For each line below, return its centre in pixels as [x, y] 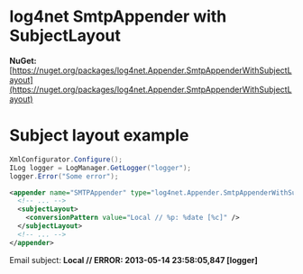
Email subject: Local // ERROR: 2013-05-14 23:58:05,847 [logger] [134, 260]
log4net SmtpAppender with [118, 17]
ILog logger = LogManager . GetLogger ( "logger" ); [101, 168]
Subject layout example [99, 136]
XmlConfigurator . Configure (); [66, 160]
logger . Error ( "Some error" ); [64, 176]
